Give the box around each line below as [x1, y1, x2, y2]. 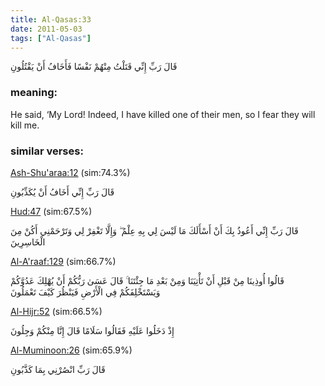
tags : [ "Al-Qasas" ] [10, 33, 92, 43]
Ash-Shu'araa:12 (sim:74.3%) [10, 166, 131, 178]
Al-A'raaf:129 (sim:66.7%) [10, 255, 117, 267]
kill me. [10, 119, 40, 131]
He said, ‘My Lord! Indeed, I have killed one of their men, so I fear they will [10, 108, 316, 120]
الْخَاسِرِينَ [10, 236, 46, 248]
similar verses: [10, 144, 84, 158]
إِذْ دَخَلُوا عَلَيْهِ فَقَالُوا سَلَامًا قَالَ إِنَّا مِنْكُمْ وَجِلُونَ [10, 324, 175, 336]
